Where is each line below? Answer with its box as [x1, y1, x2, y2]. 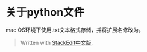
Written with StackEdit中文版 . [20, 39, 93, 46]
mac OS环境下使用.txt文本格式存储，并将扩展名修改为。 [5, 26, 144, 33]
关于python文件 [5, 5, 85, 19]
